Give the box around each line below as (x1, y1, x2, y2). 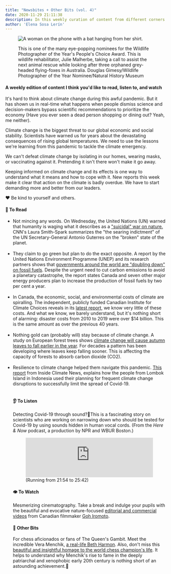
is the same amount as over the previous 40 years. (12, 321, 119, 327)
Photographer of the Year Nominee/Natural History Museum (18, 72, 144, 79)
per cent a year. (12, 283, 46, 289)
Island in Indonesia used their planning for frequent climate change (12, 375, 154, 381)
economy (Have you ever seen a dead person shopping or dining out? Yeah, (5, 112, 165, 118)
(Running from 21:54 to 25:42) (25, 477, 89, 483)
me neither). (5, 117, 31, 123)
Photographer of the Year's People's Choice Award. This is (18, 51, 141, 57)
